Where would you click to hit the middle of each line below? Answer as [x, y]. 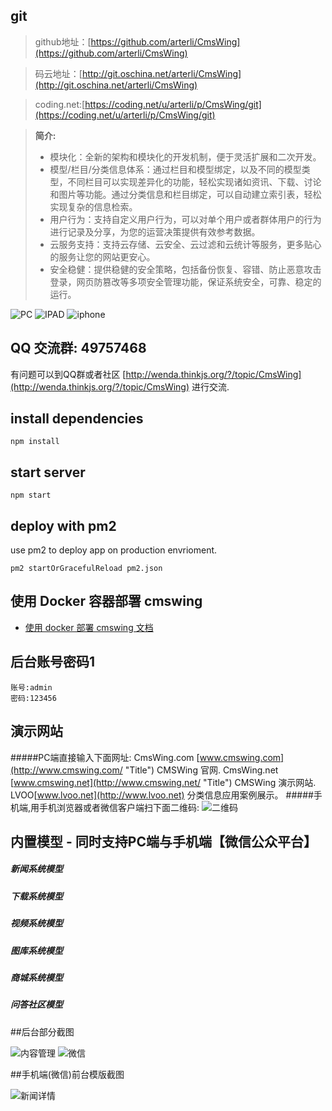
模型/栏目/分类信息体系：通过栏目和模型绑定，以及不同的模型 [175, 169]
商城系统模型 [36, 977]
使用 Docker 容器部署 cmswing [106, 601]
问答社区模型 [36, 1005]
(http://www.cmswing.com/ [66, 770]
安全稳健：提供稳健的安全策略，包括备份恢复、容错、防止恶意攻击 [185, 269]
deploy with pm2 [63, 525]
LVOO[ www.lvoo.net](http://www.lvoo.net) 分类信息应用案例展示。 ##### [162, 795]
